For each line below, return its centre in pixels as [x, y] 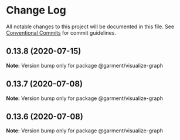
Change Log [36, 10]
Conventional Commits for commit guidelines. [61, 32]
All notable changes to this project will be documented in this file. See [90, 26]
